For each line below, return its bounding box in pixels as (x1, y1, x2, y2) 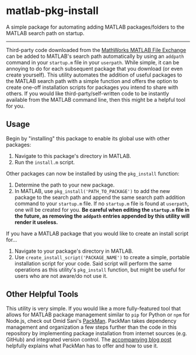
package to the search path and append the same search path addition (14, 194, 185, 201)
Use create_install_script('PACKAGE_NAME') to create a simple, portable (14, 253, 190, 261)
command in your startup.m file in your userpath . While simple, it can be (6, 58, 180, 66)
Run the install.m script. (14, 158, 75, 166)
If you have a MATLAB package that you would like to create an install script (6, 230, 188, 237)
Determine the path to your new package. (14, 181, 115, 188)
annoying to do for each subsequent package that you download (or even (6, 65, 183, 72)
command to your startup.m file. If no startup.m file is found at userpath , (14, 200, 189, 207)
